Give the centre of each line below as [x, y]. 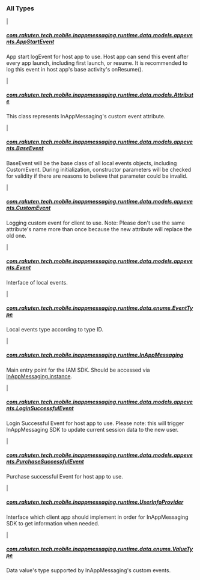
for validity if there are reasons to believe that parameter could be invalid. [97, 176]
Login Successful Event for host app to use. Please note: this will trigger [95, 423]
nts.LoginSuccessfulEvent [40, 408]
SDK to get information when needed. [53, 523]
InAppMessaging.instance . [39, 376]
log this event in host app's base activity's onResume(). [75, 70]
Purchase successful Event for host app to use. [65, 477]
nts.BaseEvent [25, 148]
